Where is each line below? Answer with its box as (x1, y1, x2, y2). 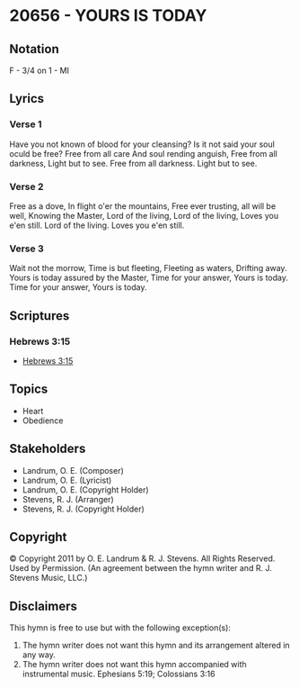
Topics (9, 382, 48, 397)
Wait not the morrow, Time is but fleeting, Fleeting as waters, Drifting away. (9, 263, 287, 274)
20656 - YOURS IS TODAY (9, 5, 207, 26)
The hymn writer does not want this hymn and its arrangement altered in (22, 640, 290, 651)
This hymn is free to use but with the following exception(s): (9, 622, 232, 633)
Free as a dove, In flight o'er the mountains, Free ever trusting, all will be (9, 200, 277, 212)
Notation (9, 41, 60, 57)
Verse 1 (9, 118, 42, 131)
